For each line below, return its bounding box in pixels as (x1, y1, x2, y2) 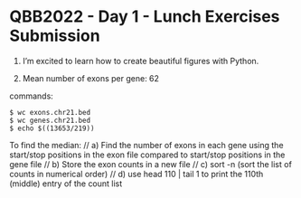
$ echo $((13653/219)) (9, 124, 95, 133)
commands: (9, 90, 54, 101)
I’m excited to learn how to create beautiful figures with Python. (22, 55, 259, 66)
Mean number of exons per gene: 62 (22, 72, 160, 83)
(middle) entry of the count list (9, 178, 123, 189)
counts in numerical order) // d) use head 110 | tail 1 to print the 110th (9, 168, 264, 179)
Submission (9, 25, 101, 46)
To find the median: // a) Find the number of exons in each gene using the (9, 139, 284, 150)
